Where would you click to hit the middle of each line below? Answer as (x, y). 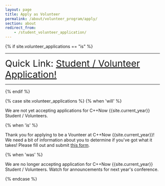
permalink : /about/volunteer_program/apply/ (51, 19)
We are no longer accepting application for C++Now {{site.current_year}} (79, 164)
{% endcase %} (21, 179)
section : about (21, 23)
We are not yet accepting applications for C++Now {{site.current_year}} (78, 110)
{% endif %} (18, 92)
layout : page (18, 10)
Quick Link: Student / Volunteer (73, 63)
